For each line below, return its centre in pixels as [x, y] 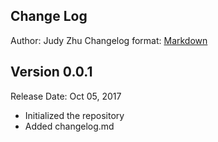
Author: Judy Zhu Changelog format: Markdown [109, 40]
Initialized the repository [74, 115]
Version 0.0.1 [51, 72]
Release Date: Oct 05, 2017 [66, 96]
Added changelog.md [69, 126]
